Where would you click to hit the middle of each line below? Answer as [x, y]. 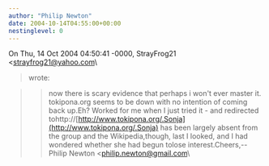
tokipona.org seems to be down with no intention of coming [148, 102]
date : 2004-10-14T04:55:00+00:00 [65, 23]
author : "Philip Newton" [50, 16]
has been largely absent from [209, 128]
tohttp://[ [63, 119]
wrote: [39, 78]
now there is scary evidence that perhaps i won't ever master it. [155, 93]
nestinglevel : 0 [36, 31]
